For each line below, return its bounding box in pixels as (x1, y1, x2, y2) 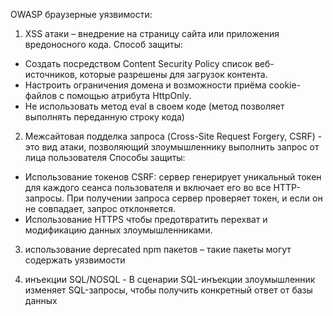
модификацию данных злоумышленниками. (24, 224, 213, 236)
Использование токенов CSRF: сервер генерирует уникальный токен (24, 171, 322, 183)
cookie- (268, 79, 302, 91)
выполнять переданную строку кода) (24, 111, 185, 123)
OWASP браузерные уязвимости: (10, 9, 153, 20)
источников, (24, 69, 78, 80)
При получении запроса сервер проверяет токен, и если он (66, 192, 323, 204)
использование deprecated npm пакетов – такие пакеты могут (24, 244, 292, 255)
